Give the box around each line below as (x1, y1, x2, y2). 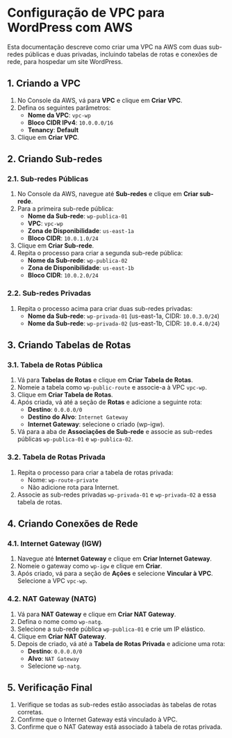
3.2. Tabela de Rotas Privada (7, 452, 106, 462)
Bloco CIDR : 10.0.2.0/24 (27, 271, 99, 280)
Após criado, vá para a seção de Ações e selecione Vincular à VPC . (17, 569, 213, 578)
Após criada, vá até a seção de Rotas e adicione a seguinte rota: (17, 398, 203, 406)
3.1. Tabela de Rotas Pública (7, 360, 103, 370)
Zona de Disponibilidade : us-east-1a (27, 227, 134, 235)
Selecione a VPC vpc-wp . (17, 577, 88, 585)
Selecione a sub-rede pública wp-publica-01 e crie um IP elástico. (17, 625, 206, 633)
